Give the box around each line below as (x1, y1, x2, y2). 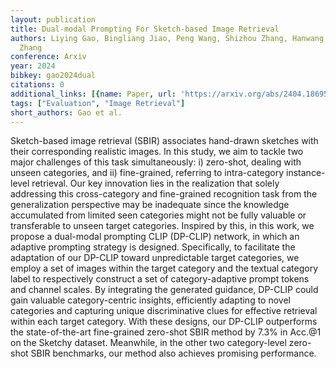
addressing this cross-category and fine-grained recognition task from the (10, 188, 318, 200)
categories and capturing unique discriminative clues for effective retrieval (10, 305, 318, 317)
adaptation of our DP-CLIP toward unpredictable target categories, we (10, 252, 300, 264)
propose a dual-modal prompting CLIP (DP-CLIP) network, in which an (10, 231, 300, 243)
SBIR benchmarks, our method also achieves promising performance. (30, 347, 317, 360)
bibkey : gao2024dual (10, 71, 97, 81)
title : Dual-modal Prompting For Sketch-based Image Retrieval (10, 24, 280, 34)
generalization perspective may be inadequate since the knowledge (10, 199, 290, 211)
